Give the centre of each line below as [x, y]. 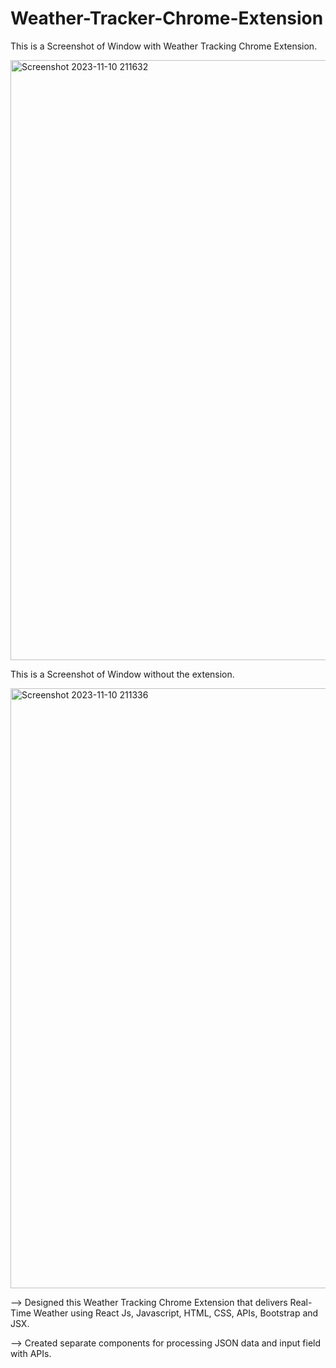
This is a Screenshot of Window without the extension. [122, 674]
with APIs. [31, 1353]
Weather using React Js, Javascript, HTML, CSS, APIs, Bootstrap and [176, 1313]
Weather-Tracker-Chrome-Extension [167, 18]
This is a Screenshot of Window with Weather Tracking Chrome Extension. [164, 46]
